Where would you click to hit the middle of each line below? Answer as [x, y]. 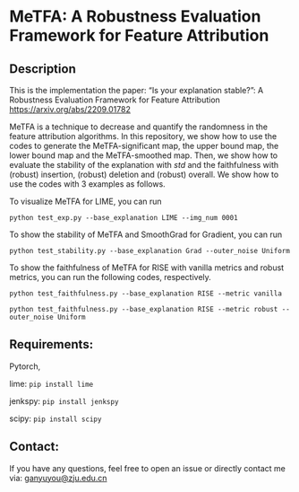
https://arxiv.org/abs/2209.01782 [70, 109]
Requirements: [51, 344]
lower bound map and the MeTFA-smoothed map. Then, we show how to [144, 155]
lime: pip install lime [51, 383]
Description [43, 69]
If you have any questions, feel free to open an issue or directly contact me [148, 468]
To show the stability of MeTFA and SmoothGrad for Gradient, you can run [146, 234]
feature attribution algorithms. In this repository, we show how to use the [143, 136]
